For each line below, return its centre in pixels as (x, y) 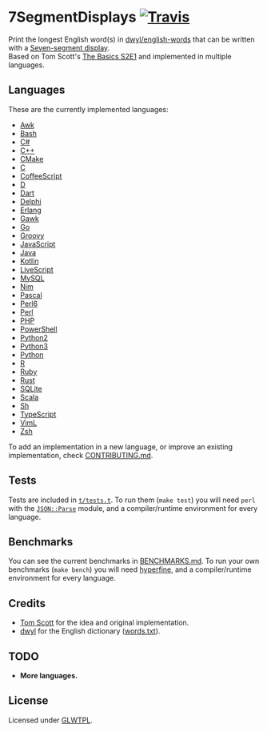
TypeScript (38, 414)
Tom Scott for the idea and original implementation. (104, 623)
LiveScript (36, 269)
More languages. (49, 676)
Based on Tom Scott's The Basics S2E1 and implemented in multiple (120, 56)
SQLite (31, 388)
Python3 (34, 346)
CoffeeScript (41, 175)
